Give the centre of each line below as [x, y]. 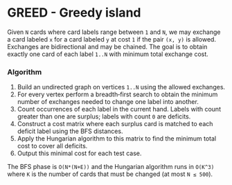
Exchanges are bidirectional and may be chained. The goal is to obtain [107, 46]
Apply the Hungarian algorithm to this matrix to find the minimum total [117, 139]
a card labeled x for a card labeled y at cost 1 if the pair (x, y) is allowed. [112, 39]
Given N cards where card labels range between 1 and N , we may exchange [114, 32]
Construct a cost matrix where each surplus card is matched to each [115, 124]
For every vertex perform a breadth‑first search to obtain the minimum [117, 94]
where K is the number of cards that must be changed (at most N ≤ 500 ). [110, 174]
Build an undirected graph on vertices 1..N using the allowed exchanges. [121, 87]
